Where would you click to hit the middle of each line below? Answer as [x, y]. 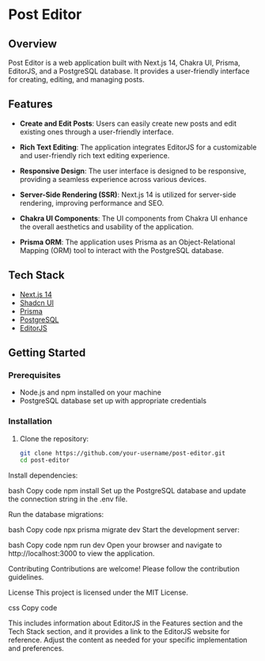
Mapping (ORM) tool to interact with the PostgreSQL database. [121, 250]
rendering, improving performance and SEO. [92, 202]
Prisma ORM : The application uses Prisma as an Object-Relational [127, 242]
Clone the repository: [54, 438]
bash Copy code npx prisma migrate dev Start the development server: [124, 530]
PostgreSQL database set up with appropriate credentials [113, 401]
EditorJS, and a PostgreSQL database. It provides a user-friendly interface [129, 71]
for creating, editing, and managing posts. [76, 79]
